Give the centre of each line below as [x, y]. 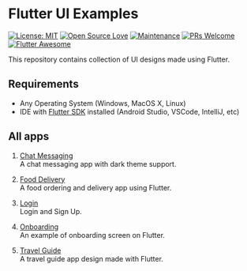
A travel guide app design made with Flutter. [92, 258]
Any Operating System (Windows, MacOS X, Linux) [103, 103]
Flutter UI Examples [73, 14]
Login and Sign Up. [51, 211]
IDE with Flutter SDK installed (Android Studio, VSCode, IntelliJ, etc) [129, 111]
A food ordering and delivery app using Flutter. [95, 187]
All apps [29, 136]
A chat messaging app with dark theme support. [98, 164]
